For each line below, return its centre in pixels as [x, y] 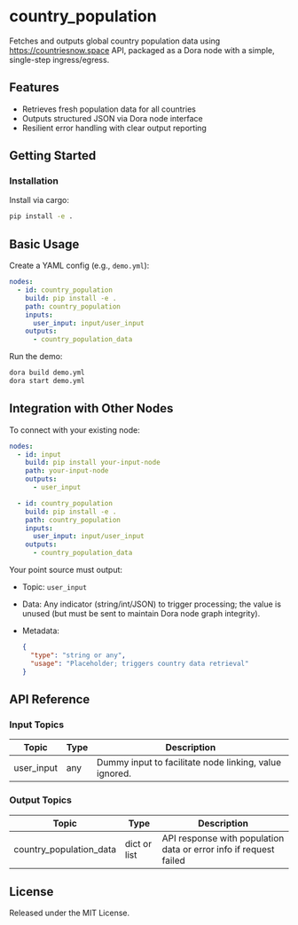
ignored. [114, 773]
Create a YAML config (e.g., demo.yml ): [79, 266]
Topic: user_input [54, 587]
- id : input [39, 454]
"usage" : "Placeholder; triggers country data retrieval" [140, 663]
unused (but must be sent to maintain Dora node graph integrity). [141, 614]
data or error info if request [218, 849]
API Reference [50, 699]
